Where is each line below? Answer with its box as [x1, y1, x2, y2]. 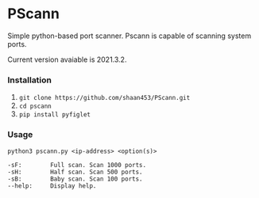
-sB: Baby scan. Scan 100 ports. [7, 175, 144, 183]
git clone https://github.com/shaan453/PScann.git [18, 94, 191, 102]
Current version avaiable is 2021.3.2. [7, 55, 127, 64]
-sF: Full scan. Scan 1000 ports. [7, 161, 147, 169]
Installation [7, 74, 52, 86]
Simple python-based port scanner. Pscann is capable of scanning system [7, 31, 252, 40]
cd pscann [18, 102, 52, 111]
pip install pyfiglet [18, 111, 91, 119]
